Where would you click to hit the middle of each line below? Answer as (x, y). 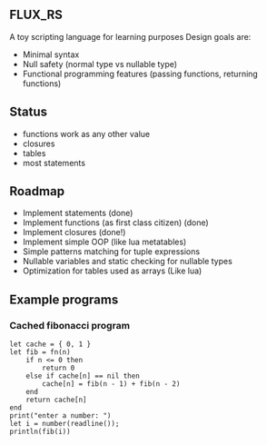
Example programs (64, 299)
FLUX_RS (36, 15)
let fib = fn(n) (40, 352)
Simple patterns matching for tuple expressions (111, 252)
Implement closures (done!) (74, 232)
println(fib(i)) (40, 432)
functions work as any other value (86, 133)
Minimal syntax (51, 54)
